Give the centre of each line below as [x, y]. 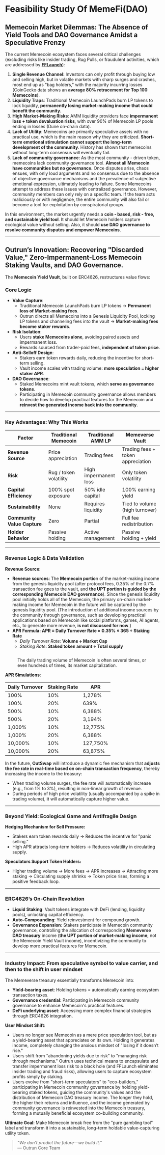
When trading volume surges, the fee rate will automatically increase [82, 783]
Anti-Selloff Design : [33, 353]
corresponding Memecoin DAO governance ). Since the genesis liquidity [86, 594]
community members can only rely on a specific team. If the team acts [83, 194]
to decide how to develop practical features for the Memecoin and [86, 400]
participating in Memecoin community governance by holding [74, 1087]
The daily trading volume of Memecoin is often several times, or [82, 660]
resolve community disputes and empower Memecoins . [63, 230]
